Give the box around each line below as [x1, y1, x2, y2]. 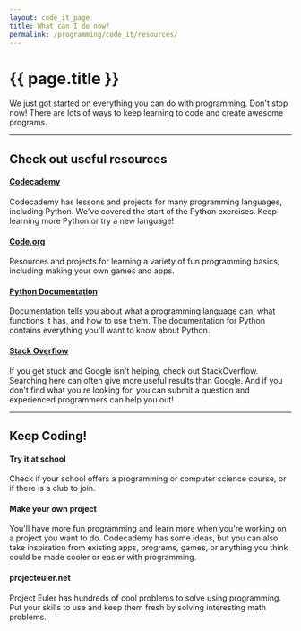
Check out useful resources [9, 151, 168, 167]
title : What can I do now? [9, 22, 110, 30]
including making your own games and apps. [9, 265, 175, 276]
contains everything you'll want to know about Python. [9, 324, 211, 336]
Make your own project [9, 503, 97, 514]
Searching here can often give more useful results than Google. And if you [9, 375, 284, 385]
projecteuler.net [9, 572, 72, 583]
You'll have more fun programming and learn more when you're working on [9, 523, 287, 534]
